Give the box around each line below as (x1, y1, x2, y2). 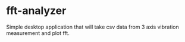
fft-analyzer (6, 4, 67, 17)
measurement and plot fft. (6, 29, 70, 36)
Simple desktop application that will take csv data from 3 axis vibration (6, 23, 180, 30)
